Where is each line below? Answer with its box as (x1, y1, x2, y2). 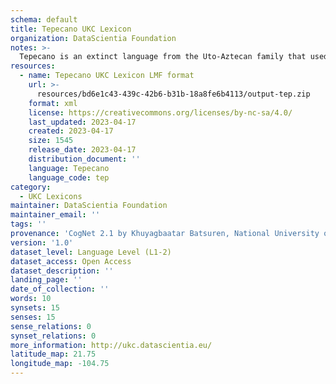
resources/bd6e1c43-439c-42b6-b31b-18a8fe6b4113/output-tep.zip (36, 89, 311, 99)
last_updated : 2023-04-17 (28, 117, 137, 127)
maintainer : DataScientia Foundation (10, 201, 168, 211)
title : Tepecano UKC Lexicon (10, 24, 132, 34)
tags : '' (10, 219, 47, 230)
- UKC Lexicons (19, 191, 83, 201)
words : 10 (10, 294, 52, 304)
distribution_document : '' (28, 154, 141, 164)
